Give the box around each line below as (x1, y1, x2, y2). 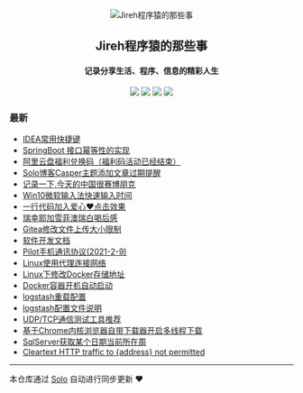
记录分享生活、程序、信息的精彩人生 (84, 65, 219, 76)
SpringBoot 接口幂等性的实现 (22, 144, 131, 155)
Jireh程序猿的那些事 (95, 39, 208, 54)
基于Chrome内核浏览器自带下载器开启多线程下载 (22, 324, 203, 335)
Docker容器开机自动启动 (22, 279, 114, 290)
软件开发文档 (22, 234, 70, 245)
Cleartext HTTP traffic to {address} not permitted (22, 346, 206, 357)
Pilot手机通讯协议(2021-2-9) (22, 246, 127, 257)
